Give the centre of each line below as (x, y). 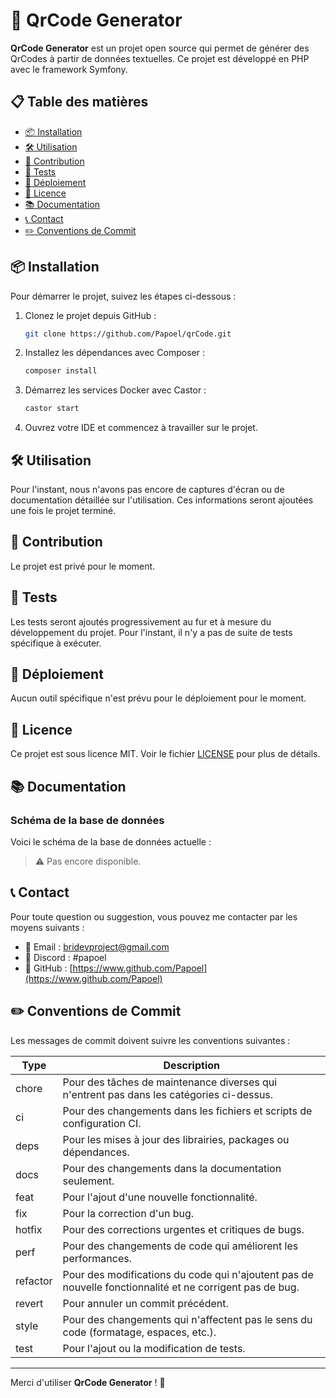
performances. (97, 1258)
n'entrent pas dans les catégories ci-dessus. (168, 1094)
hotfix (29, 1229)
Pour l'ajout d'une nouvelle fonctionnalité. (160, 1197)
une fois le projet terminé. (63, 510)
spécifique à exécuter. (56, 643)
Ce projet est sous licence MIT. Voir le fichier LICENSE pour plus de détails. (165, 754)
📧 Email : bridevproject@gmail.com (97, 946)
